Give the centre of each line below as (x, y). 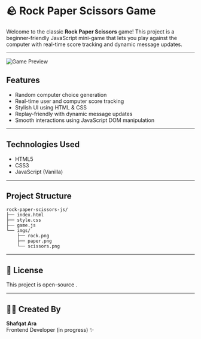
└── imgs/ (19, 231)
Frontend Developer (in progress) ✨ (50, 330)
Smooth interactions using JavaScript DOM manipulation (84, 120)
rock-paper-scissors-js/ (37, 210)
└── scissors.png (39, 246)
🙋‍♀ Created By (33, 309)
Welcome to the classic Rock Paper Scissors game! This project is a (90, 31)
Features (23, 80)
